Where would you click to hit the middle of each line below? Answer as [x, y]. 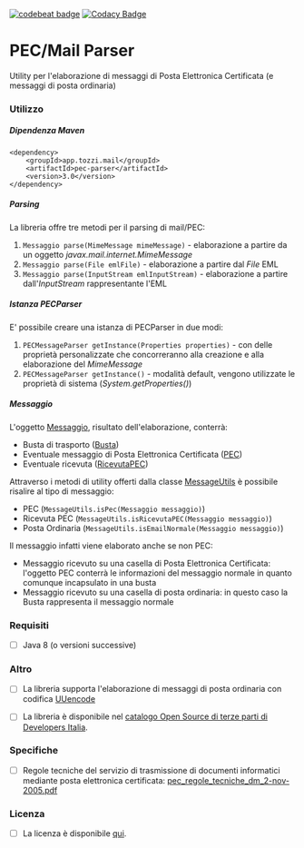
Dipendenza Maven [47, 131]
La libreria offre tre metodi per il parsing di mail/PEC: [108, 227]
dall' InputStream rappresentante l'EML [95, 283]
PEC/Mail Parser [72, 51]
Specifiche [34, 751]
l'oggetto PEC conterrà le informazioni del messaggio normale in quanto [157, 573]
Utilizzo [26, 109]
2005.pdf [40, 790]
